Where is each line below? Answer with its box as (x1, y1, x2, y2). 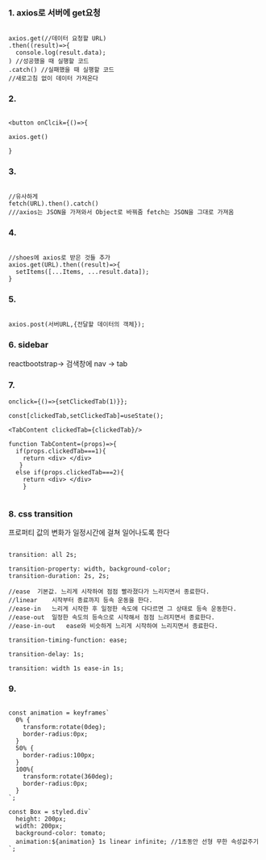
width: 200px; (15, 822, 63, 830)
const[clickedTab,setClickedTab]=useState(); (8, 412, 164, 420)
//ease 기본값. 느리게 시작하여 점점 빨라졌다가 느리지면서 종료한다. (8, 588, 210, 596)
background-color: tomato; (15, 828, 106, 837)
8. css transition (8, 508, 73, 519)
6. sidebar (8, 339, 49, 351)
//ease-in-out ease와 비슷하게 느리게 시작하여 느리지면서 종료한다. (8, 622, 218, 630)
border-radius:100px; (23, 751, 95, 759)
